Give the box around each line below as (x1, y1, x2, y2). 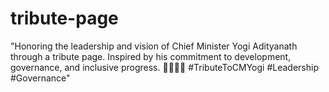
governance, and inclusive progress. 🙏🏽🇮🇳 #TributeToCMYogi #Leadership (10, 61, 319, 73)
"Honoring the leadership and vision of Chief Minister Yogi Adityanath (10, 40, 298, 52)
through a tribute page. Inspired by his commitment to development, (10, 50, 292, 62)
